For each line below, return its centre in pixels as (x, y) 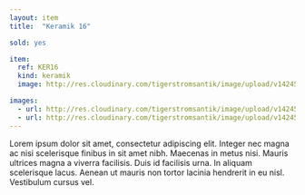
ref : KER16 (38, 68)
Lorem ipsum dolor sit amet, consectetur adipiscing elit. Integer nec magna (150, 143)
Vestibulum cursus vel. (52, 181)
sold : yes (28, 43)
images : (24, 101)
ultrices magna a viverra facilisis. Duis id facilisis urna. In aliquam (131, 162)
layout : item (34, 18)
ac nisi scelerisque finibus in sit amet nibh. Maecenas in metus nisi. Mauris (149, 153)
